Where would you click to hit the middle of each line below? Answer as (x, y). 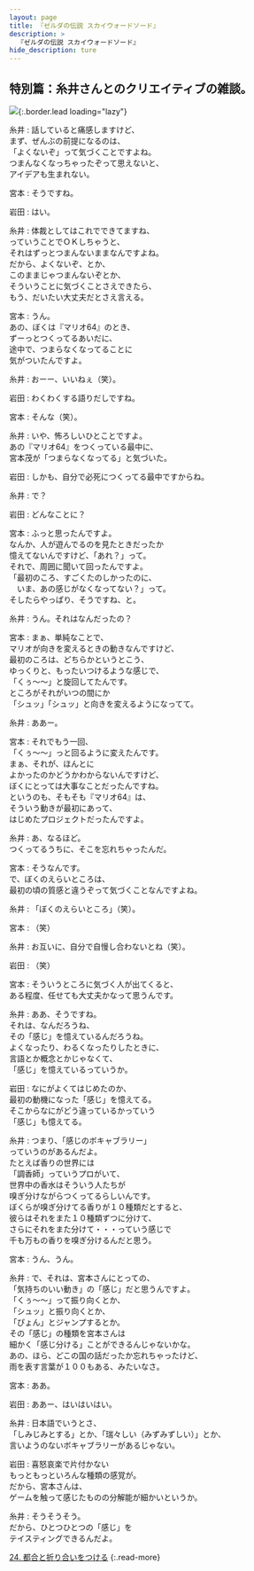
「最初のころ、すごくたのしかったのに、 (83, 577)
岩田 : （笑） (32, 965)
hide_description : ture (53, 51)
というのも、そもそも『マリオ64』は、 (80, 797)
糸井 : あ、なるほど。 (47, 838)
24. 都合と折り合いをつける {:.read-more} (85, 1557)
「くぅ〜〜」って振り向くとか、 (67, 1300)
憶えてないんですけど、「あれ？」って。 (80, 555)
